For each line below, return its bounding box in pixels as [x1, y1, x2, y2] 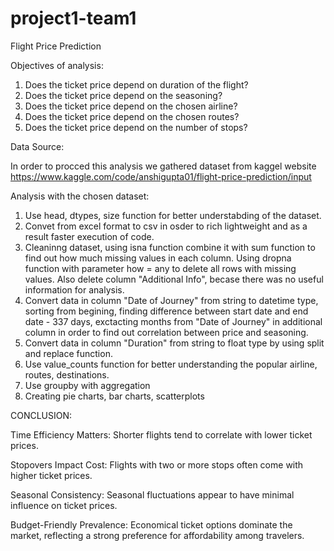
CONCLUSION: [10, 409, 73, 421]
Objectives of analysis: [10, 59, 104, 71]
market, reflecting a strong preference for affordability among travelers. [10, 529, 305, 541]
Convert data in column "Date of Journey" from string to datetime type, [24, 294, 319, 306]
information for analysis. [24, 283, 125, 296]
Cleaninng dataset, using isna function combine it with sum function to [24, 241, 316, 253]
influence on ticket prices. [10, 499, 118, 511]
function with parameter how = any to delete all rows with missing [24, 262, 297, 274]
